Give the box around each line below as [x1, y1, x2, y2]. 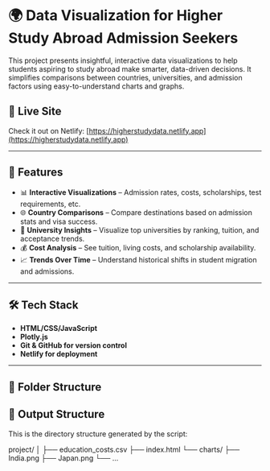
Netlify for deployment [19, 349, 98, 359]
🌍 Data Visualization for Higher [8, 6, 223, 25]
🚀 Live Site [8, 105, 62, 118]
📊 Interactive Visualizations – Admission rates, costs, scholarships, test [19, 187, 262, 197]
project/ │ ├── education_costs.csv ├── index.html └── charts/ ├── [8, 444, 240, 454]
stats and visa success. [19, 217, 98, 226]
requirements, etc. [19, 199, 81, 209]
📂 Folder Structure [8, 380, 102, 394]
